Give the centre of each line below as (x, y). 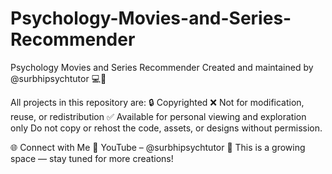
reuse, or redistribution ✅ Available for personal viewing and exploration (158, 116)
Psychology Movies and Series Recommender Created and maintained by (162, 67)
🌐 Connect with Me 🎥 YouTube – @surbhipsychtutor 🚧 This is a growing (158, 147)
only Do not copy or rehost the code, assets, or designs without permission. (166, 128)
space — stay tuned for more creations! (92, 158)
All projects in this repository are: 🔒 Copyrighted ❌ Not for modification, (157, 102)
